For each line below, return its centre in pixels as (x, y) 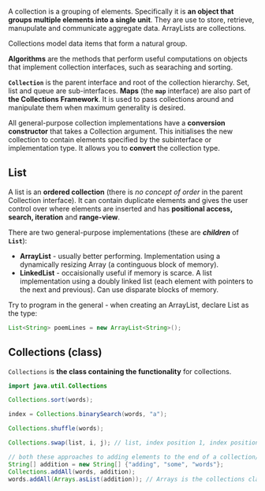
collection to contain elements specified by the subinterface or (110, 140)
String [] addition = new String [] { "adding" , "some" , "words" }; (116, 464)
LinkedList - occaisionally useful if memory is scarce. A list (116, 272)
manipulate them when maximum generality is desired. (97, 107)
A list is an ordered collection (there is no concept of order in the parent (125, 192)
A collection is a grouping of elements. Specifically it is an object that (121, 11)
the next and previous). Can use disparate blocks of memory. (119, 289)
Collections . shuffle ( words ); (56, 429)
